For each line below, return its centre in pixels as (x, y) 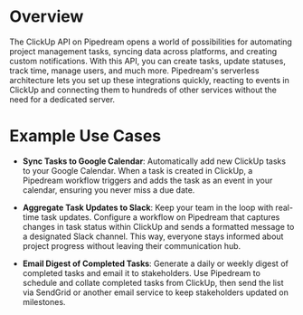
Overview (47, 17)
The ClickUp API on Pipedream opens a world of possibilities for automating (151, 42)
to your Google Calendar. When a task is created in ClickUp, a (137, 170)
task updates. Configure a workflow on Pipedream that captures (161, 217)
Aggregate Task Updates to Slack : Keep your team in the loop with (148, 207)
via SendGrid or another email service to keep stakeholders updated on (156, 292)
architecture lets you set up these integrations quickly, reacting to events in (149, 80)
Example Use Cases (85, 136)
